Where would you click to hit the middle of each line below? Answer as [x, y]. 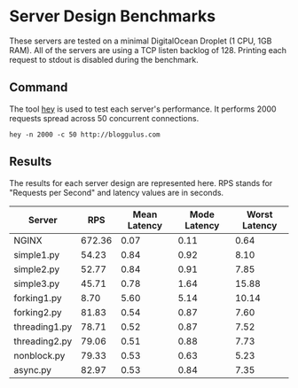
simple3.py [37, 283]
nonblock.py [39, 355]
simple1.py [37, 254]
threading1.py [43, 327]
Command [39, 87]
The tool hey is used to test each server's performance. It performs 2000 [143, 109]
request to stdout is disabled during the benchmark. [104, 59]
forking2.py [38, 312]
